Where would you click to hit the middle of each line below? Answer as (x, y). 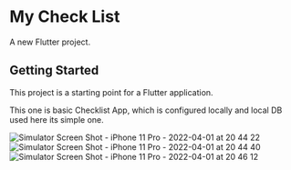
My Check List (65, 17)
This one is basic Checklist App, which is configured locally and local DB (146, 110)
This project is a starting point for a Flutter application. (111, 92)
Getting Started (54, 70)
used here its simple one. (57, 119)
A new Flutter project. (50, 42)
